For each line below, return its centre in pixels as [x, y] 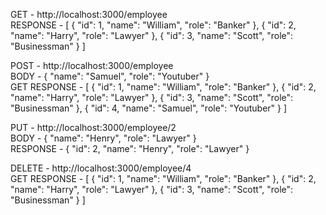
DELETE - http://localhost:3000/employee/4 [101, 168]
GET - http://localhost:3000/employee [89, 14]
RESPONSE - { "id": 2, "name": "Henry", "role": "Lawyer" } [130, 148]
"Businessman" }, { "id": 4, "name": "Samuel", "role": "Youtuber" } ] [149, 108]
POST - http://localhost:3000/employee [92, 65]
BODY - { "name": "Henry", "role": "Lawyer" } [103, 138]
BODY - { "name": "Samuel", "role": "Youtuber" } [110, 76]
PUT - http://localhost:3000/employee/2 [93, 127]
